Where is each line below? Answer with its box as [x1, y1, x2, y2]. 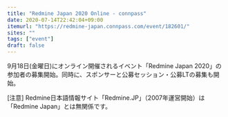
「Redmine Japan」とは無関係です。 [7, 103, 112, 110]
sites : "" [7, 29, 36, 36]
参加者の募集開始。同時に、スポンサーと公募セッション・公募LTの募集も [7, 70, 214, 78]
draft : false [7, 42, 45, 49]
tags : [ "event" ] [7, 36, 54, 43]
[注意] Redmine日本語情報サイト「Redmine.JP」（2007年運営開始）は [7, 94, 205, 102]
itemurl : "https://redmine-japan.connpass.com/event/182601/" [7, 23, 190, 30]
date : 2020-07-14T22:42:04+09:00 [7, 17, 104, 23]
